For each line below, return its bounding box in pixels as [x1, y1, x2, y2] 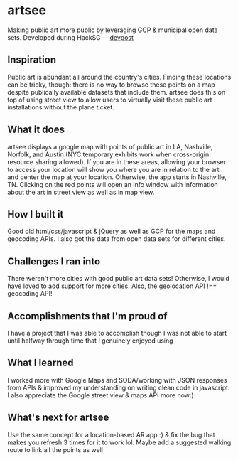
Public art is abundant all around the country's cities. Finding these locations [7, 73, 232, 81]
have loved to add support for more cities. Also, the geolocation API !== [7, 282, 217, 290]
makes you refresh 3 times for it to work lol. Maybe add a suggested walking [7, 438, 232, 446]
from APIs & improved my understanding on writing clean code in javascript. [7, 383, 230, 392]
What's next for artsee [7, 412, 109, 424]
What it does [7, 124, 65, 136]
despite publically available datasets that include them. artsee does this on [7, 87, 226, 96]
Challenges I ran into [7, 255, 101, 267]
